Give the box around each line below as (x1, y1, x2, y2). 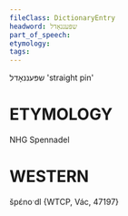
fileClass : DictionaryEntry (9, 13, 116, 23)
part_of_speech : (9, 30, 71, 39)
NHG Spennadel (9, 134, 70, 146)
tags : (9, 47, 30, 57)
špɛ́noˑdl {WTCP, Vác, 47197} (9, 197, 120, 207)
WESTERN (9, 166, 89, 187)
